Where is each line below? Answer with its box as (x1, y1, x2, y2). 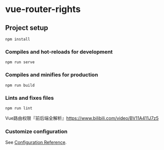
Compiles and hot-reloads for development (5, 48, 113, 55)
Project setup (5, 24, 49, 32)
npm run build (5, 83, 35, 88)
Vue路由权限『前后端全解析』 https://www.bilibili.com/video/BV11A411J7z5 (5, 115, 159, 121)
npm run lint (5, 105, 33, 111)
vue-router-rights (5, 4, 81, 15)
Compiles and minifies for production (5, 71, 98, 78)
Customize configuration (5, 128, 68, 135)
